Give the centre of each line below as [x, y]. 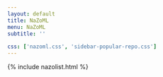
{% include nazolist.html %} [48, 67]
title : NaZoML [28, 20]
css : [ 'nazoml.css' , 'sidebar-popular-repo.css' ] [82, 47]
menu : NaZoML [27, 27]
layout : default [31, 14]
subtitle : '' [27, 34]
